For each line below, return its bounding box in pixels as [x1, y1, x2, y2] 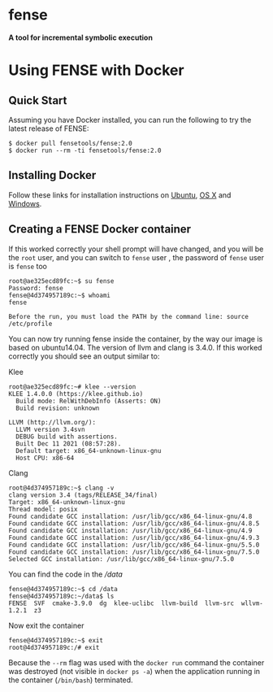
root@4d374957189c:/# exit [8, 643, 100, 651]
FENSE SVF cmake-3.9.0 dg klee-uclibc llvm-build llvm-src [8, 599, 234, 607]
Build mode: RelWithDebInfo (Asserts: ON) [15, 397, 162, 405]
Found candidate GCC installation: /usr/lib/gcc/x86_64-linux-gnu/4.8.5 [8, 519, 260, 528]
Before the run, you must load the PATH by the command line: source [8, 312, 249, 320]
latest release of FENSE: [8, 124, 89, 133]
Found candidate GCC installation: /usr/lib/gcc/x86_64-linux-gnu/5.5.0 [8, 541, 260, 549]
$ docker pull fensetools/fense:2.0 [8, 139, 132, 147]
